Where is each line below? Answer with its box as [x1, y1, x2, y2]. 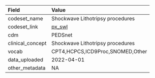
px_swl [51, 23, 68, 30]
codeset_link [8, 23, 38, 30]
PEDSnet [51, 31, 73, 38]
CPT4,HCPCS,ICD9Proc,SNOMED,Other [51, 48, 147, 55]
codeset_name [8, 15, 43, 22]
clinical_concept [8, 40, 47, 47]
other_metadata [8, 64, 46, 71]
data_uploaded [8, 56, 44, 63]
